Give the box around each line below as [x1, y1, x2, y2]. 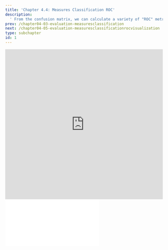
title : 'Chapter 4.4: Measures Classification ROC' [5, 7, 115, 12]
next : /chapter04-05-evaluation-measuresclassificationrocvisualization [5, 26, 160, 31]
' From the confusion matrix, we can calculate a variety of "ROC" [9, 16, 153, 21]
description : [5, 12, 32, 17]
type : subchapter [5, 30, 41, 35]
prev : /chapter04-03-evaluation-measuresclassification [5, 21, 124, 26]
